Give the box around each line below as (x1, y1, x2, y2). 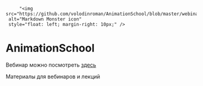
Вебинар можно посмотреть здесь (5, 61, 96, 69)
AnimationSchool (5, 41, 95, 55)
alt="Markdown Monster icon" (8, 16, 82, 22)
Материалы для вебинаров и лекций (5, 73, 101, 80)
